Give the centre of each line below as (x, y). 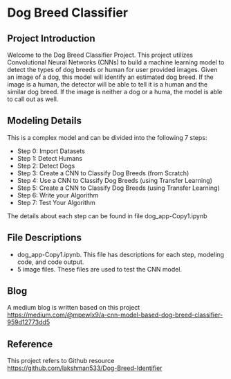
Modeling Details (44, 121)
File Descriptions (44, 238)
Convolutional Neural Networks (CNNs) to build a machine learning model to (116, 62)
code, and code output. (50, 262)
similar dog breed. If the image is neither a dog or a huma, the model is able (115, 92)
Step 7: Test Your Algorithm (56, 202)
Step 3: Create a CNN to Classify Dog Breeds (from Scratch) (103, 173)
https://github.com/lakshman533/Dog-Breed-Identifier (85, 368)
